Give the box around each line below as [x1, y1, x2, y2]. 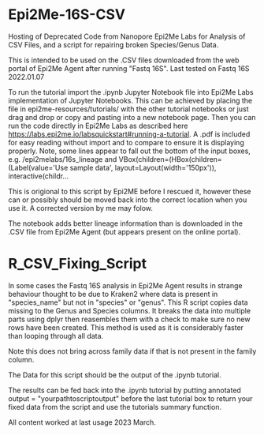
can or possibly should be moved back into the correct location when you [8, 195, 247, 204]
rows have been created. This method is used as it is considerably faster [8, 322, 244, 332]
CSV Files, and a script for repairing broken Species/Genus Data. [8, 39, 219, 49]
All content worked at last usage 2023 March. [8, 417, 156, 427]
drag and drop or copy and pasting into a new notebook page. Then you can [8, 112, 256, 122]
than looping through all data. [8, 331, 104, 340]
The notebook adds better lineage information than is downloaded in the [8, 219, 243, 228]
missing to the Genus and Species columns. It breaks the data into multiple [8, 306, 251, 315]
